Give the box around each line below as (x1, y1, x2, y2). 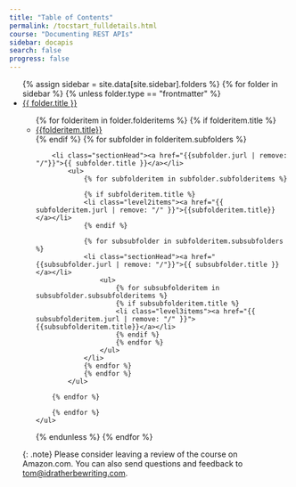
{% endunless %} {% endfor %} (35, 432, 153, 442)
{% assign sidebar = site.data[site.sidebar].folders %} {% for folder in (21, 79, 278, 89)
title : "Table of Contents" (9, 12, 114, 22)
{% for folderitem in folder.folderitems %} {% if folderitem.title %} (35, 115, 276, 126)
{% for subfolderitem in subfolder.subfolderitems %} (83, 175, 288, 183)
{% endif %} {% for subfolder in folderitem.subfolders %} (35, 134, 247, 144)
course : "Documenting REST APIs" (9, 29, 134, 38)
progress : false (9, 54, 70, 63)
